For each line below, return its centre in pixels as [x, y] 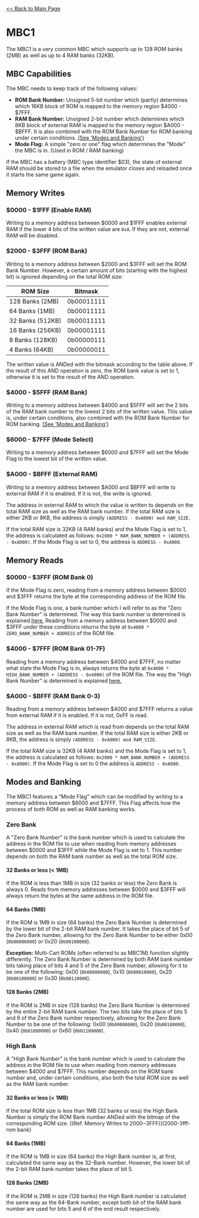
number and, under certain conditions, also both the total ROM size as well [97, 1077]
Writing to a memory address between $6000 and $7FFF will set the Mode [97, 452]
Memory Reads [35, 561]
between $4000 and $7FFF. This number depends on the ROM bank [90, 1071]
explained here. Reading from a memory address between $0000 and [91, 621]
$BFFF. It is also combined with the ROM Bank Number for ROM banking [103, 131]
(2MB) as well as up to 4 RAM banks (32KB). [61, 55]
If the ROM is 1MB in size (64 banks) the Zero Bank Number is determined [97, 923]
